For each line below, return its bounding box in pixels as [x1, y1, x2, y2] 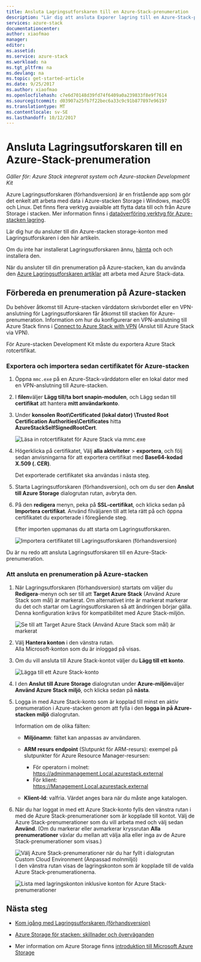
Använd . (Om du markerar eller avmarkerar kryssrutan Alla [14, 825, 161, 832]
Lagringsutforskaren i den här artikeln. [6, 234, 100, 241]
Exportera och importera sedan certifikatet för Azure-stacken [6, 362, 190, 370]
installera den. [6, 252, 41, 259]
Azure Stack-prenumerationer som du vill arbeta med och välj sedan [14, 818, 184, 825]
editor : [6, 43, 26, 49]
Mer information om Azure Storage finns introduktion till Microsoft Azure [14, 943, 193, 950]
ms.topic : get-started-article [6, 75, 84, 81]
